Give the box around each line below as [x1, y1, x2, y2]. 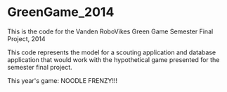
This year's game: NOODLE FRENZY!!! [7, 76, 118, 84]
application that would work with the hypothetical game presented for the [7, 55, 220, 63]
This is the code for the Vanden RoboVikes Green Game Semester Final [7, 27, 214, 36]
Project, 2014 [7, 34, 46, 43]
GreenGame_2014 [7, 4, 115, 20]
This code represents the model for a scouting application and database [7, 48, 216, 56]
